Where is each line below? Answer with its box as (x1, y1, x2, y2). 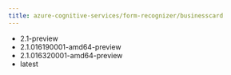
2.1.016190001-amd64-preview (19, 41, 121, 52)
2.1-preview (19, 34, 58, 43)
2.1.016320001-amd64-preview (19, 50, 123, 60)
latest (19, 59, 38, 69)
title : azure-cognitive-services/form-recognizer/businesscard (8, 11, 224, 20)
